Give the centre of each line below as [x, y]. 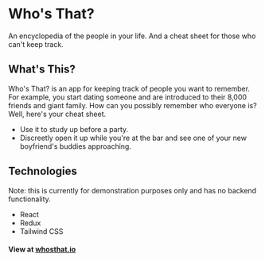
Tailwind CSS [41, 231]
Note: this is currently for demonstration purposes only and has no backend [132, 190]
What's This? [42, 70]
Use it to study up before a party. [74, 129]
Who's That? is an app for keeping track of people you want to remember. [129, 88]
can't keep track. [36, 44]
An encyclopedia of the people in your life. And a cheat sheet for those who [132, 36]
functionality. [30, 199]
